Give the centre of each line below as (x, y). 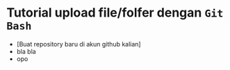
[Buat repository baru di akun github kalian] (79, 44)
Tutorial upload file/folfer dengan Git (115, 13)
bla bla (26, 51)
